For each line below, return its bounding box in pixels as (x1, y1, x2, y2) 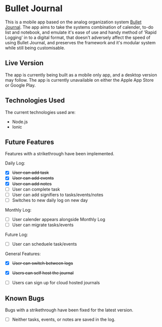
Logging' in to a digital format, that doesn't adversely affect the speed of (5, 35, 151, 40)
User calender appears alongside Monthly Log (12, 216, 106, 222)
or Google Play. (5, 82, 36, 88)
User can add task (12, 170, 49, 176)
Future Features (5, 138, 54, 146)
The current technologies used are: (5, 109, 76, 115)
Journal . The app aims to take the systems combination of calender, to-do (5, 24, 154, 30)
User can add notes (12, 181, 52, 186)
